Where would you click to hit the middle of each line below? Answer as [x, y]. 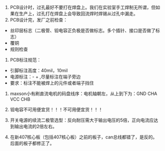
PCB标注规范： [26, 60]
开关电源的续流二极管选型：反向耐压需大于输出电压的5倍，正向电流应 [82, 120]
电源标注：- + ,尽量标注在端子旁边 [45, 77]
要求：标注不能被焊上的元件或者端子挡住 [52, 83]
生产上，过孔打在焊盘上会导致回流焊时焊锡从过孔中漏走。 [78, 13]
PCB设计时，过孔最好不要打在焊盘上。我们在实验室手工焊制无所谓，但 [83, 7]
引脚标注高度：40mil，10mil [39, 70]
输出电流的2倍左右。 [36, 126]
